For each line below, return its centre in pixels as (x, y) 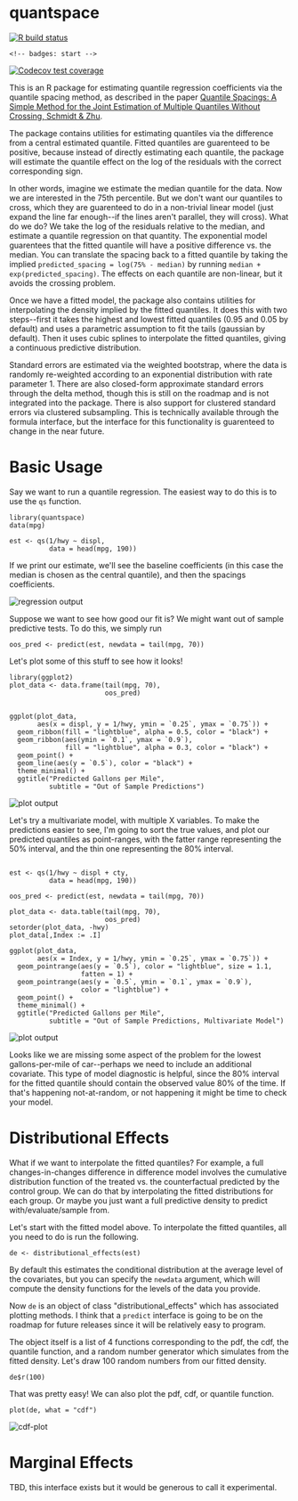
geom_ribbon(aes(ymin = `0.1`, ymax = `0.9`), (105, 739)
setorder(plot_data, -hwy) (59, 927)
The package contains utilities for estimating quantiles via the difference (141, 133)
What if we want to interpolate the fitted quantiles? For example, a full (137, 1162)
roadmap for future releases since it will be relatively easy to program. (137, 1325)
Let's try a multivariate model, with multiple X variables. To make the (134, 820)
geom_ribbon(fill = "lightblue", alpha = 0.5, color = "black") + (143, 732)
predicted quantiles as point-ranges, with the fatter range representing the (145, 839)
